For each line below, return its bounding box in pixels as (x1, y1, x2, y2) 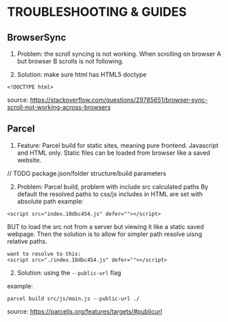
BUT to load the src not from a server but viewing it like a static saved (7, 222, 205, 230)
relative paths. (7, 237, 47, 245)
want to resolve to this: (7, 250, 81, 257)
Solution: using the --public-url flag (16, 268, 122, 277)
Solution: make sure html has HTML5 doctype (16, 70, 147, 78)
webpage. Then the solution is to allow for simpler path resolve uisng (7, 230, 203, 238)
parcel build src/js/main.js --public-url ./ (7, 295, 139, 302)
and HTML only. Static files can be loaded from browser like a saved (16, 149, 211, 157)
